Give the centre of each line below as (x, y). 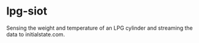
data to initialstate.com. (36, 34)
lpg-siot (27, 11)
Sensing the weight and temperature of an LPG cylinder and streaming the (100, 28)
